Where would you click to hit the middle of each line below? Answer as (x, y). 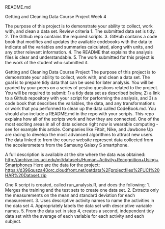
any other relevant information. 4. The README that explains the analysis (79, 52)
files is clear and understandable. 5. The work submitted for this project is (80, 57)
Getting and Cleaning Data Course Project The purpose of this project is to (81, 72)
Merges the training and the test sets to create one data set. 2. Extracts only (82, 190)
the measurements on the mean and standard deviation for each (70, 195)
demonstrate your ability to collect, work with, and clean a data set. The (78, 77)
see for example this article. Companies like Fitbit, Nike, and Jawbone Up (79, 129)
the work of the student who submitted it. (47, 63)
